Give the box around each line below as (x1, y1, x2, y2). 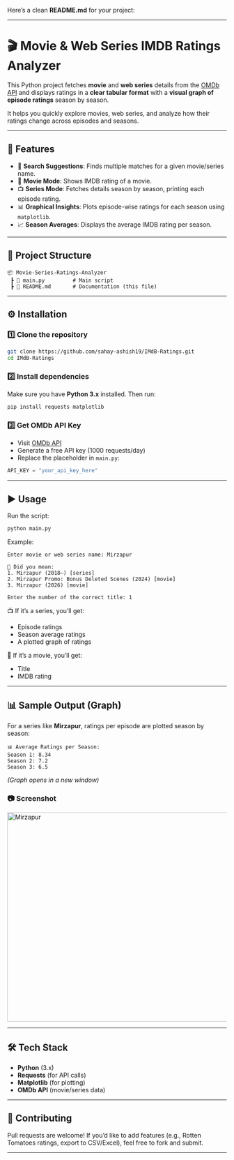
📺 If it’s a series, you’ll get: (7, 607, 85, 615)
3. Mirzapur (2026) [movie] (7, 582, 89, 589)
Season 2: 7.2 (7, 757, 49, 764)
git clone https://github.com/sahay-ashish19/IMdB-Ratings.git (7, 348, 195, 355)
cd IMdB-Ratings (7, 355, 54, 362)
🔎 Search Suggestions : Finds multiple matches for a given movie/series (17, 162, 224, 170)
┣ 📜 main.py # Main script (10, 277, 114, 284)
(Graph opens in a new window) (7, 776, 100, 784)
